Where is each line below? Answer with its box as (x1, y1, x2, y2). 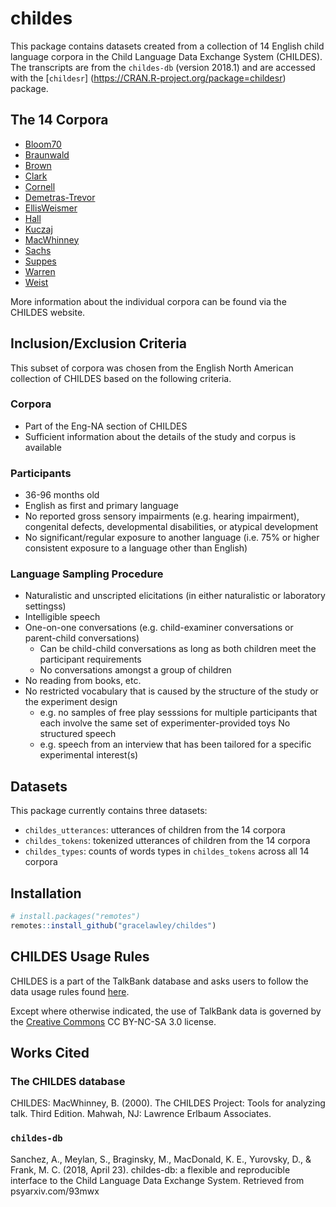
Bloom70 (24, 138, 62, 150)
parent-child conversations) (24, 632, 140, 644)
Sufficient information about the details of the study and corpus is (24, 430, 297, 442)
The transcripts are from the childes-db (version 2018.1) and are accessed (10, 61, 316, 73)
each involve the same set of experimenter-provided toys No (39, 717, 291, 729)
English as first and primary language (24, 500, 179, 512)
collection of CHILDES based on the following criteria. (10, 372, 232, 384)
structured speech (39, 728, 117, 740)
